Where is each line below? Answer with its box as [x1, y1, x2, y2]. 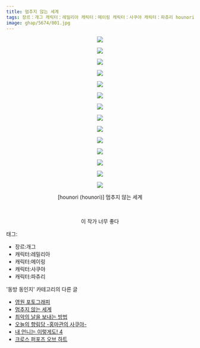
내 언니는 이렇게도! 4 [14, 328, 63, 335]
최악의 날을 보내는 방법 [14, 313, 68, 321]
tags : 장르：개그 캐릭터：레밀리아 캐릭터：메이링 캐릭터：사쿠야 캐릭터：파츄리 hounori [6, 14, 195, 20]
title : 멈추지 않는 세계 [6, 8, 60, 15]
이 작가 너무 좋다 [81, 218, 119, 225]
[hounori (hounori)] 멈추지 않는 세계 [57, 193, 143, 201]
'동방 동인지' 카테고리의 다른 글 [6, 286, 78, 293]
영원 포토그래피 [14, 298, 51, 306]
